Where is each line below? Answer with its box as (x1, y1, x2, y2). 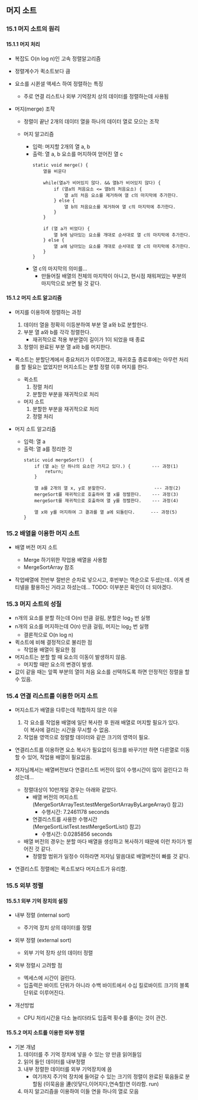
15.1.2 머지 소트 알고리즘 (6, 295, 62, 302)
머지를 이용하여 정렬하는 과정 (14, 308, 82, 315)
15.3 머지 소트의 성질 (6, 600, 62, 608)
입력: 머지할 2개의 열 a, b (32, 143, 90, 150)
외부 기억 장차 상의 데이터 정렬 (23, 949, 93, 956)
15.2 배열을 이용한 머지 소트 (6, 529, 80, 537)
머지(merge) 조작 (14, 105, 55, 112)
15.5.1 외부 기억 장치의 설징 (6, 897, 68, 904)
